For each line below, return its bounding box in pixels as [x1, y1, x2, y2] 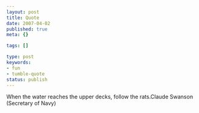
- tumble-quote [6, 71, 45, 77]
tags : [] [6, 43, 29, 49]
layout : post [6, 9, 40, 15]
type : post [6, 54, 34, 60]
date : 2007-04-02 [6, 20, 51, 26]
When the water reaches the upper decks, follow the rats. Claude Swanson [6, 93, 194, 101]
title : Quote [6, 15, 40, 21]
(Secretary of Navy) [6, 100, 56, 107]
